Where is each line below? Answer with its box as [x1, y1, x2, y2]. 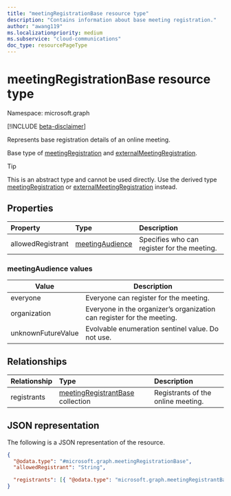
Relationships [7, 356, 67, 368]
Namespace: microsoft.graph [7, 109, 90, 117]
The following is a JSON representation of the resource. [7, 438, 165, 447]
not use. [85, 332, 112, 342]
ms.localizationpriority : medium [7, 29, 103, 36]
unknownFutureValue [10, 328, 79, 338]
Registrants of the [153, 387, 212, 397]
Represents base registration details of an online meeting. [7, 135, 170, 144]
